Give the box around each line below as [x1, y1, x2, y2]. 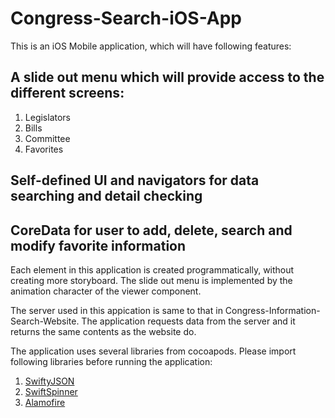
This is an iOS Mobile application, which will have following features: [10, 40, 292, 52]
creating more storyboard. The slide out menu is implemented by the [10, 274, 293, 286]
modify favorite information [10, 237, 187, 254]
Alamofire [24, 396, 66, 408]
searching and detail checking [10, 188, 203, 205]
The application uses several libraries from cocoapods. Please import [10, 345, 297, 357]
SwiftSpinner [24, 385, 78, 397]
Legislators [24, 111, 71, 123]
